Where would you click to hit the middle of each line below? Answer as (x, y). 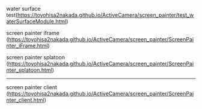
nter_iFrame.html (27, 46)
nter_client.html (25, 100)
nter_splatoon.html (29, 70)
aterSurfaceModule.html (36, 21)
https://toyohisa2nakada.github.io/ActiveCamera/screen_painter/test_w (106, 15)
